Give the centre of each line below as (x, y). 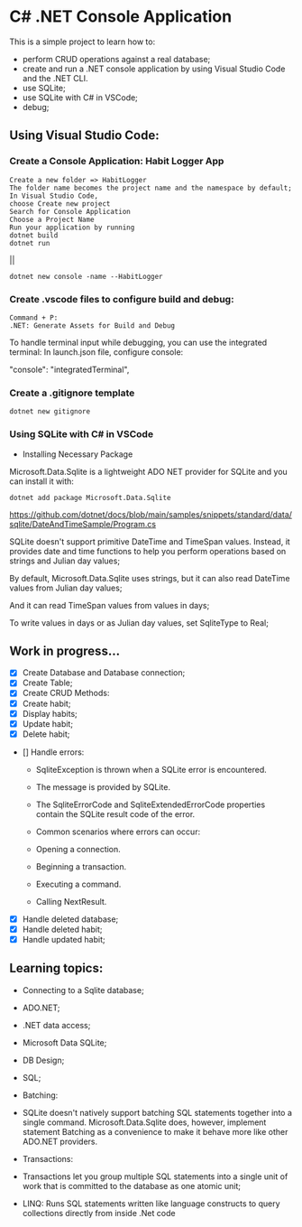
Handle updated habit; (64, 939)
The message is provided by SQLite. (103, 786)
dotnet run (30, 243)
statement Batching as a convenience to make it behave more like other (155, 1131)
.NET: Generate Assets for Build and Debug (92, 325)
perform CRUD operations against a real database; (116, 59)
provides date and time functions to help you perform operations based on (148, 551)
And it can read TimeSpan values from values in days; (110, 605)
